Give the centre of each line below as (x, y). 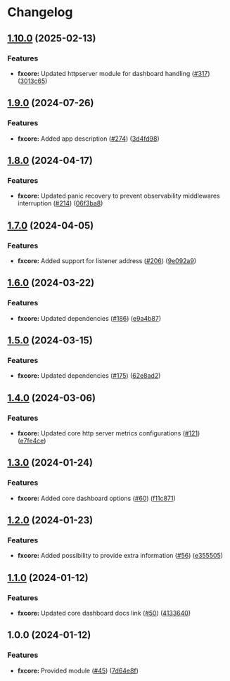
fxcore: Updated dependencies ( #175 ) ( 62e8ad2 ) (89, 376)
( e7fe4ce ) (32, 441)
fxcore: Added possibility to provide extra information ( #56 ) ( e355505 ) (120, 556)
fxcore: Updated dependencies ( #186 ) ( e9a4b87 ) (89, 318)
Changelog (40, 12)
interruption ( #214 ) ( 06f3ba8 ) (60, 203)
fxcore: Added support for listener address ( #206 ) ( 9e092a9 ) (107, 260)
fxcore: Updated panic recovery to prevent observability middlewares (119, 196)
